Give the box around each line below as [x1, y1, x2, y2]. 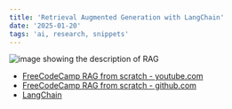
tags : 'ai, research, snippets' [9, 29, 129, 38]
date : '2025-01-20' [9, 21, 82, 30]
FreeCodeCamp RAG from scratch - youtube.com [21, 71, 204, 82]
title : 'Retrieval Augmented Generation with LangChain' [9, 12, 225, 22]
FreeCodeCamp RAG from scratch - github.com [21, 81, 197, 91]
